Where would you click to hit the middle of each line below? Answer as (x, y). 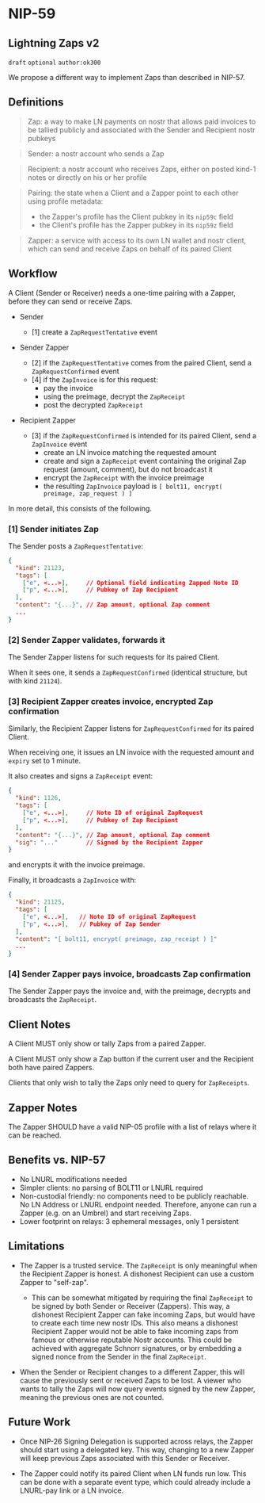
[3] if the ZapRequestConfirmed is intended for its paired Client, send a (144, 435)
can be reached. (35, 1135)
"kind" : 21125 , (40, 902)
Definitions (36, 103)
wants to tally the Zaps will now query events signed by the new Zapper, (137, 1389)
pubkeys (42, 138)
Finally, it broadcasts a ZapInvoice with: (72, 880)
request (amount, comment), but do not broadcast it (128, 469)
